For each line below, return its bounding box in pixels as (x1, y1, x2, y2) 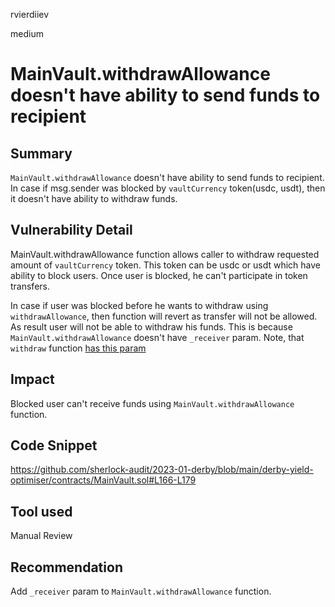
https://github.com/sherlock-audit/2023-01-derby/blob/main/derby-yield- (10, 464, 314, 476)
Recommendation (10, 559, 123, 576)
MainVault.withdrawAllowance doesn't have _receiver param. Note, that (10, 331, 305, 343)
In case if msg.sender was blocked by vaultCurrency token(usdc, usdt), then (10, 182, 326, 194)
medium (10, 28, 44, 39)
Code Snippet (10, 437, 98, 454)
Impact (10, 371, 55, 388)
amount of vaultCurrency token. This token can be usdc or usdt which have (10, 259, 321, 271)
